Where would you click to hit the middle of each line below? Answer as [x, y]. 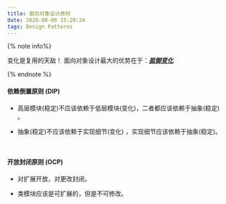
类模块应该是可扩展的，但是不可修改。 [72, 193]
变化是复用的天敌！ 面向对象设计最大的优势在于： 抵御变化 [90, 60]
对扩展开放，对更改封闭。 [54, 178]
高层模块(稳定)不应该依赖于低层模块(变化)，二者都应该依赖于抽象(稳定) [119, 108]
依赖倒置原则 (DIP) [34, 91]
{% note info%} [30, 46]
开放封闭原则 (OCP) [35, 162]
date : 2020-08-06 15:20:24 [46, 20]
